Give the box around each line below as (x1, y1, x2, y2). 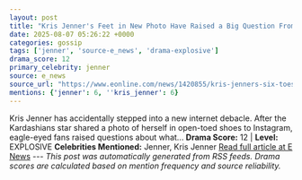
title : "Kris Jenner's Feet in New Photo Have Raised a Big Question (9, 21, 276, 30)
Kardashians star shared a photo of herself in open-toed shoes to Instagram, (9, 122, 293, 133)
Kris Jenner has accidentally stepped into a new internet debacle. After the (9, 113, 287, 124)
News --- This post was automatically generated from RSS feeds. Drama (9, 150, 280, 161)
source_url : (9, 80, 54, 89)
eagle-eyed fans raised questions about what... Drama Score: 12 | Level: (9, 132, 279, 142)
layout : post (9, 13, 58, 22)
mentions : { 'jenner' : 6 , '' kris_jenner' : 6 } (9, 88, 179, 97)
